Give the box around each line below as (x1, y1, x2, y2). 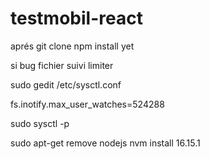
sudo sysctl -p (10, 117, 70, 129)
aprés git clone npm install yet (10, 40, 135, 52)
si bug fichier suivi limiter (10, 59, 114, 71)
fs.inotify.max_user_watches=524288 (10, 98, 165, 110)
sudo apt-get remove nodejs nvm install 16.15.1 (10, 137, 201, 149)
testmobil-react (10, 7, 143, 30)
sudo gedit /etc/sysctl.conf (10, 78, 122, 91)
